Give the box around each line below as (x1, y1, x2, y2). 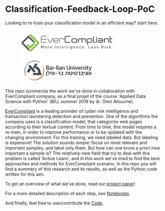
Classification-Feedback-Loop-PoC (5, 3, 155, 15)
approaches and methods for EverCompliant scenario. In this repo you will (5, 161, 157, 167)
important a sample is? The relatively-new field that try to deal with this (5, 150, 150, 157)
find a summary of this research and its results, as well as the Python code (5, 166, 158, 172)
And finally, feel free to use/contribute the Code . (5, 200, 104, 206)
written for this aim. (5, 171, 45, 177)
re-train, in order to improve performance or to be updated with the (5, 129, 142, 135)
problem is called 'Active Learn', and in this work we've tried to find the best (5, 156, 160, 161)
